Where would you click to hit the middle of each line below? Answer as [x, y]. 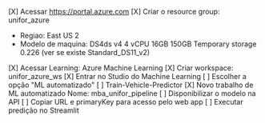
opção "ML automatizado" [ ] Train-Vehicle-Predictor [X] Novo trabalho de [131, 85]
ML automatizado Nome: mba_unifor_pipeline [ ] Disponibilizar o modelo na [132, 93]
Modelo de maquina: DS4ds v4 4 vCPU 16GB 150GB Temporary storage [138, 44]
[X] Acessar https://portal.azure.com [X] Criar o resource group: [114, 12]
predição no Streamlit [44, 110]
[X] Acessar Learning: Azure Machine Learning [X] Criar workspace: [121, 68]
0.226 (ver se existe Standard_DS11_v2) [85, 52]
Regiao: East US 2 [50, 36]
